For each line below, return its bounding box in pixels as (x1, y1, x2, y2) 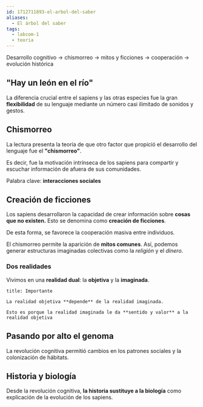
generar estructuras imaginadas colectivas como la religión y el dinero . (6, 247, 184, 255)
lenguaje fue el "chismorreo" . (6, 147, 82, 154)
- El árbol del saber (12, 20, 67, 26)
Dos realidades (6, 262, 52, 271)
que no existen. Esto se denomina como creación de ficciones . (6, 217, 167, 225)
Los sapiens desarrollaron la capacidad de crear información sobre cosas (6, 211, 191, 218)
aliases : (6, 15, 28, 21)
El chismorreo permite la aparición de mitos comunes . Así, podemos (6, 241, 178, 248)
